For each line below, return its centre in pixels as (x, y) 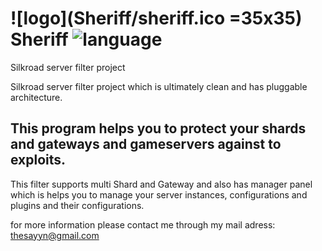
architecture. (36, 97)
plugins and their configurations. (77, 205)
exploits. (38, 160)
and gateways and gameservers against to (146, 144)
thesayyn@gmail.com (55, 235)
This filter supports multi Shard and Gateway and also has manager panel (161, 184)
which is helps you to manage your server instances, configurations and (159, 194)
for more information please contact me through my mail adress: (143, 224)
